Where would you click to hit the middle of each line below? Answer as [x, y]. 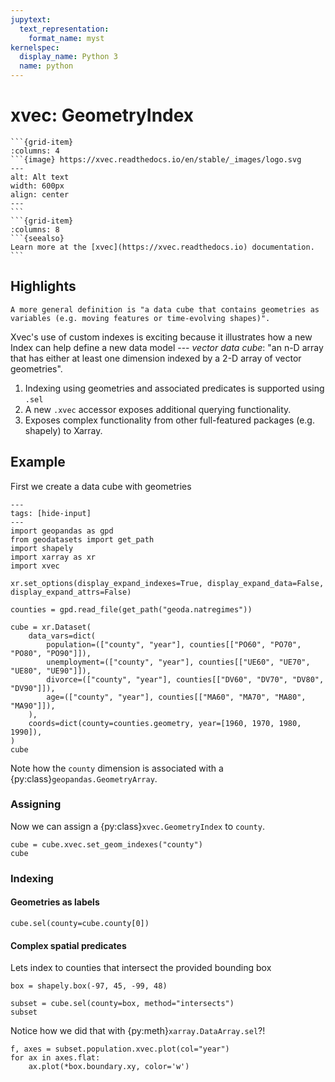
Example [38, 462]
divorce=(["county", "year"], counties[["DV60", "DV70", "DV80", [185, 679]
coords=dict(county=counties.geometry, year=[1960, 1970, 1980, [165, 723]
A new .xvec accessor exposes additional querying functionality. [158, 409]
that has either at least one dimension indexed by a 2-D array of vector [156, 358]
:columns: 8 [35, 229]
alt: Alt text [40, 177]
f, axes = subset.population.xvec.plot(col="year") [120, 1049]
